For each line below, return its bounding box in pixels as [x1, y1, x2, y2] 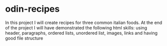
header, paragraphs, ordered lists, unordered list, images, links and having [5, 30, 158, 36]
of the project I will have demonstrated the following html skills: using [5, 24, 147, 30]
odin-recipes [5, 3, 60, 15]
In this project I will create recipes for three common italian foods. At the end [5, 20, 163, 25]
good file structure [5, 35, 43, 41]
